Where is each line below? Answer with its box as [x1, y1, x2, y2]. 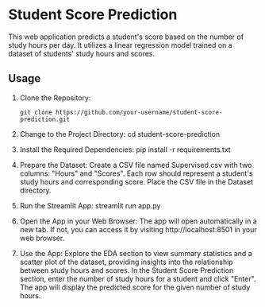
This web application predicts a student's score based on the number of [8, 32, 244, 41]
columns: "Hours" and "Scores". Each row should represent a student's [19, 169, 253, 178]
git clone [19, 108, 53, 116]
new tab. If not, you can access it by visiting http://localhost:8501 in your [19, 224, 258, 234]
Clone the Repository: [19, 93, 91, 103]
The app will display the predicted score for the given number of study [19, 282, 251, 292]
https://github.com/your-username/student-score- [55, 108, 223, 116]
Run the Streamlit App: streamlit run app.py [19, 200, 161, 210]
